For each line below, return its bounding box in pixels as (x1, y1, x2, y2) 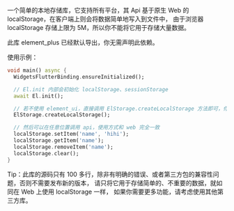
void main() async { (7, 67, 68, 74)
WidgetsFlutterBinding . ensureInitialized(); (13, 73, 145, 80)
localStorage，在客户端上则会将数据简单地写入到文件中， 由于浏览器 (7, 15, 204, 23)
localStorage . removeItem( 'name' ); (13, 143, 114, 150)
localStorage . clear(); (13, 150, 79, 157)
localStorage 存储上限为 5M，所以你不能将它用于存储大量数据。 (7, 24, 190, 31)
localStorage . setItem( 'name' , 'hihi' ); (13, 131, 130, 138)
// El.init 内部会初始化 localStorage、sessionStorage (13, 86, 169, 93)
